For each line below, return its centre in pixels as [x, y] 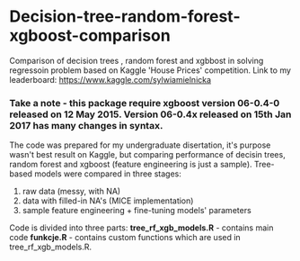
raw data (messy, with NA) [71, 192]
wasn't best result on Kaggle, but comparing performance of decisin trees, [147, 155]
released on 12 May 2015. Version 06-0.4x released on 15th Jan [150, 114]
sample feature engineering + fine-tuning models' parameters [137, 211]
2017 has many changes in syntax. [86, 125]
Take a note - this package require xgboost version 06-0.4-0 [145, 103]
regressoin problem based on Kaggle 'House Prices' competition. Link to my [150, 70]
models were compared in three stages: [108, 174]
